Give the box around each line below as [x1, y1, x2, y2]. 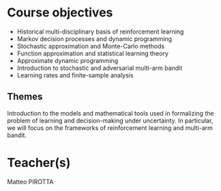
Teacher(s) [7, 155, 71, 170]
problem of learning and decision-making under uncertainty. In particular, [7, 116, 213, 125]
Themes [7, 91, 43, 103]
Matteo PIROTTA [7, 177, 54, 186]
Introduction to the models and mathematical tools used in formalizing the [7, 109, 214, 117]
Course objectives [7, 5, 113, 21]
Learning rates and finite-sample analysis [16, 71, 134, 79]
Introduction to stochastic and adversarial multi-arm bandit [16, 64, 183, 72]
